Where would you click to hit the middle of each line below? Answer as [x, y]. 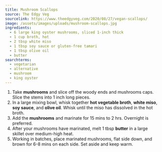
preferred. [22, 123]
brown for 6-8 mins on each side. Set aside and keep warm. [72, 144]
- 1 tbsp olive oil [29, 51]
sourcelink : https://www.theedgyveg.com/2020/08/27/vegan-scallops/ [76, 19]
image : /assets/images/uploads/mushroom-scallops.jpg [61, 23]
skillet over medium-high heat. [43, 133]
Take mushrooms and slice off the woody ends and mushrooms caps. [83, 92]
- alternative [24, 69]
